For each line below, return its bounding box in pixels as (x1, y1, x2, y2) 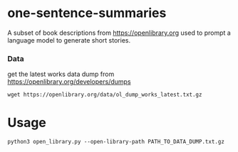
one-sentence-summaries (7, 5, 167, 21)
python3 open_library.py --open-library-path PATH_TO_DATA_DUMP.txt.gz (7, 139, 224, 146)
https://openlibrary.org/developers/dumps (7, 77, 131, 86)
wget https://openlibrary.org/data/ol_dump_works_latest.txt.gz (7, 91, 202, 99)
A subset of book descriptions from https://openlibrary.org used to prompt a (7, 28, 232, 37)
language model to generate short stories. (7, 36, 130, 44)
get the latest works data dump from (7, 70, 115, 79)
